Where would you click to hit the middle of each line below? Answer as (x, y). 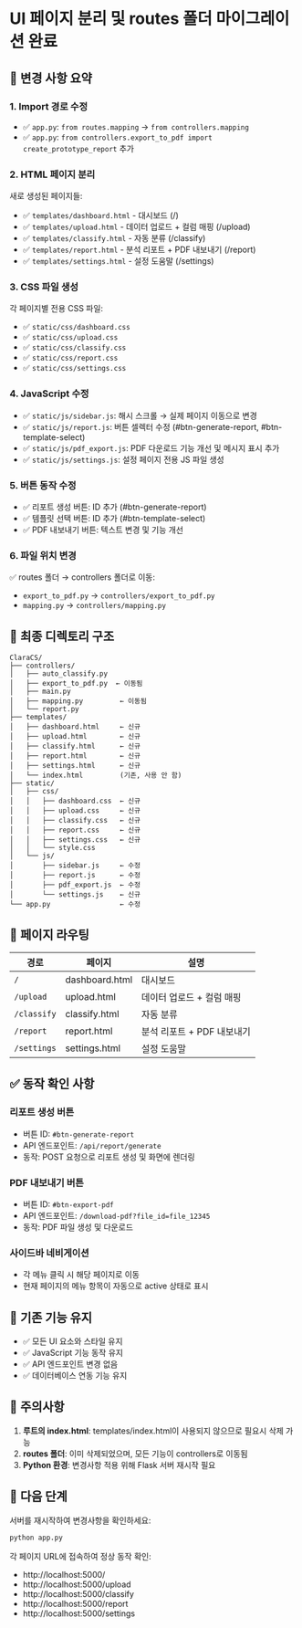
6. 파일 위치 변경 (43, 555)
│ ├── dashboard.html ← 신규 (75, 727)
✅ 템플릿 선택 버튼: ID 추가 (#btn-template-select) (114, 519)
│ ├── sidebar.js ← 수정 (75, 866)
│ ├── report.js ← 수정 (75, 876)
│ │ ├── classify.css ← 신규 (75, 821)
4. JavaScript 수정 (49, 394)
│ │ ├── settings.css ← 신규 (75, 840)
